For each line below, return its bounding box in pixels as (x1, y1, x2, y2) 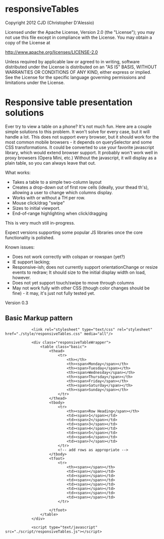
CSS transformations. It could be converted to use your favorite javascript (5, 144, 154, 150)
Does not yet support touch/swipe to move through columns (12, 280, 135, 285)
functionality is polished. (5, 234, 55, 240)
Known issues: (5, 244, 35, 250)
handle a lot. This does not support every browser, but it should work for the (5, 134, 160, 140)
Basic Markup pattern (5, 314, 73, 322)
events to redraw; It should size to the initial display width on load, (12, 269, 146, 275)
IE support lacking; (12, 259, 51, 265)
